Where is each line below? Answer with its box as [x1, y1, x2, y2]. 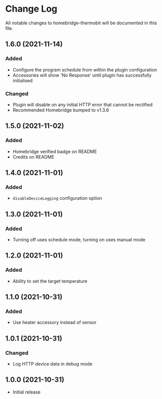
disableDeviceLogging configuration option [12, 195, 103, 201]
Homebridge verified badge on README [12, 148, 98, 155]
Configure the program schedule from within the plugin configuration [12, 66, 157, 72]
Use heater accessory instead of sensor [12, 319, 97, 325]
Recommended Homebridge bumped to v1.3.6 [12, 107, 109, 113]
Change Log [5, 3, 57, 15]
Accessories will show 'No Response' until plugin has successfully [12, 72, 152, 78]
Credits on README [12, 154, 54, 160]
